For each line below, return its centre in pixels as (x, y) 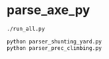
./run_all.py (26, 29)
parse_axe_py (48, 10)
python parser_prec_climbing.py (54, 48)
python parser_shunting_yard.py (54, 41)
